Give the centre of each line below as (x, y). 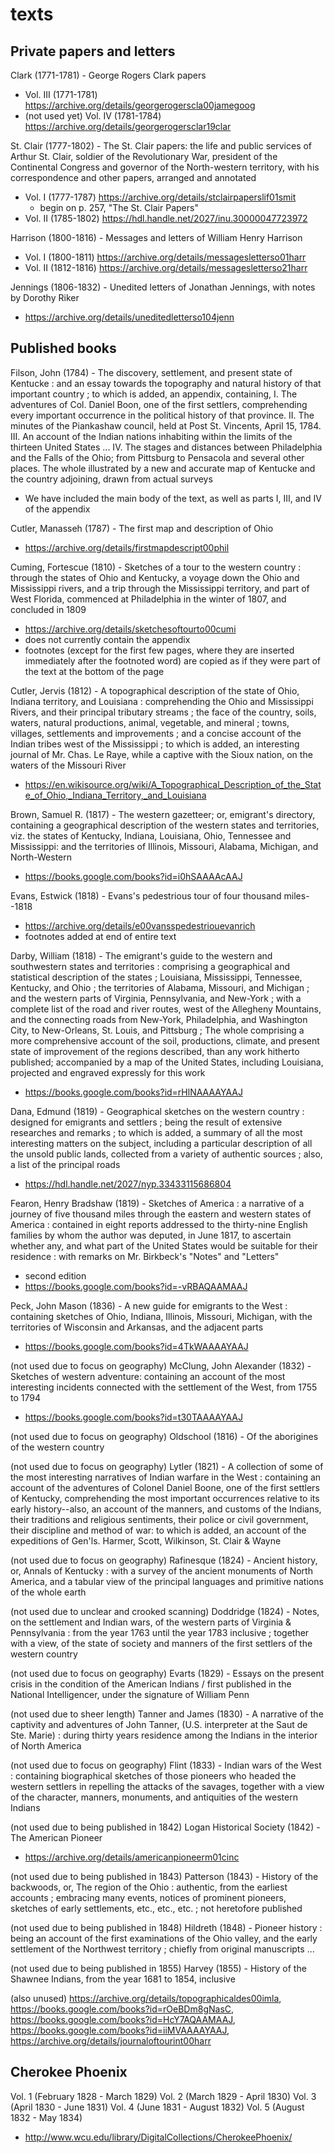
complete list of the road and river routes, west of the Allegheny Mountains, (166, 1009)
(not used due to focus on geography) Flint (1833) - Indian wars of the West (166, 1765)
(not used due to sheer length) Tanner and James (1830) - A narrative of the (167, 1714)
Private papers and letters (93, 51)
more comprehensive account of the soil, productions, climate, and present (165, 1040)
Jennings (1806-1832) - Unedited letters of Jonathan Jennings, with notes (163, 287)
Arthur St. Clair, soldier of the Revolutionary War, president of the (144, 156)
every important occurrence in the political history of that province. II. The (162, 415)
